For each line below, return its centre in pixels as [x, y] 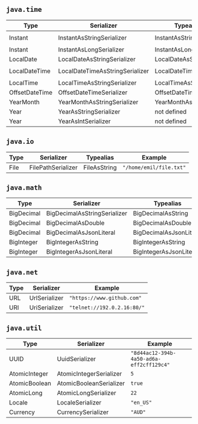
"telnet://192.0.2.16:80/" [107, 308]
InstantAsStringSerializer [93, 37]
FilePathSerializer [53, 167]
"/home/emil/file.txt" [154, 167]
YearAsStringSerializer [89, 111]
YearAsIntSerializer [84, 121]
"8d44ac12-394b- [153, 353]
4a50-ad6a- [146, 359]
